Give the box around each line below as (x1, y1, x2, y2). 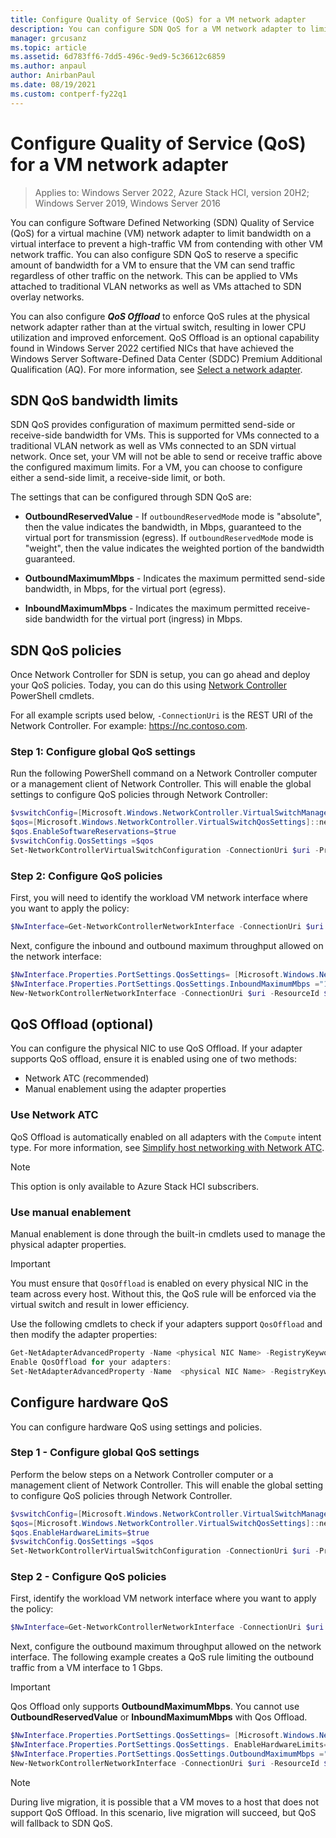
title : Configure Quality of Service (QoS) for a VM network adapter (10, 14, 307, 25)
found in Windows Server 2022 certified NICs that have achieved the (10, 342, 295, 354)
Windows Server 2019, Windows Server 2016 (34, 197, 222, 209)
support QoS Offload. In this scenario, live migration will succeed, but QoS (10, 1806, 317, 1818)
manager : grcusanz (10, 33, 87, 43)
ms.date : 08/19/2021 (10, 80, 97, 90)
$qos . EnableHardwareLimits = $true (10, 1527, 150, 1538)
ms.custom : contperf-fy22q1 (10, 89, 128, 99)
